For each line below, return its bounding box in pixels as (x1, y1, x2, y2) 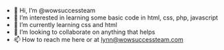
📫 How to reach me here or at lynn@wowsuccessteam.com (13, 36, 184, 43)
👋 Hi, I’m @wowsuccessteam (13, 7, 96, 14)
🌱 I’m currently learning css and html (13, 21, 118, 28)
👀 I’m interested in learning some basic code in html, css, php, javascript (13, 14, 219, 22)
